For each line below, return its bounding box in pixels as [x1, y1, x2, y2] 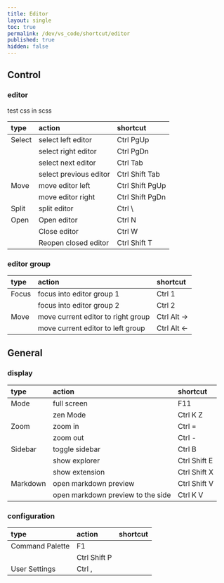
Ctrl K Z [178, 410, 203, 420]
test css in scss [7, 106, 52, 115]
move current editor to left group [37, 323, 145, 333]
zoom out [52, 432, 84, 442]
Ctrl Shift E [178, 456, 213, 465]
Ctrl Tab [117, 158, 144, 168]
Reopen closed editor [38, 237, 110, 247]
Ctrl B [178, 444, 197, 454]
